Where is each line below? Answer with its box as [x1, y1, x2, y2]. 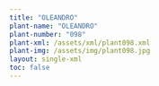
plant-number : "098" [9, 30, 87, 39]
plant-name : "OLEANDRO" [9, 21, 99, 30]
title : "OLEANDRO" [9, 13, 78, 22]
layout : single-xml [9, 55, 83, 64]
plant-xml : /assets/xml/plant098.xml [9, 38, 151, 47]
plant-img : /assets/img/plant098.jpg [9, 47, 151, 56]
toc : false [9, 64, 50, 73]
